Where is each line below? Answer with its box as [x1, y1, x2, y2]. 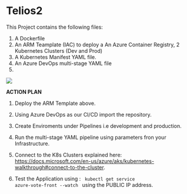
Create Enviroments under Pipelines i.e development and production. [14, 122, 182, 130]
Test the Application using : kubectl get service [14, 175, 135, 182]
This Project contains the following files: [6, 23, 103, 30]
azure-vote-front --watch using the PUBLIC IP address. [14, 181, 153, 188]
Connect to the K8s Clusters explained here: [14, 151, 122, 158]
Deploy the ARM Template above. [14, 100, 96, 107]
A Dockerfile [14, 35, 45, 42]
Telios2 [6, 4, 43, 18]
